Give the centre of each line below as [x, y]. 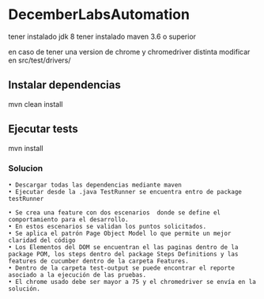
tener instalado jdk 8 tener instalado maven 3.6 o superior [102, 36]
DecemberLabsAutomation [99, 15]
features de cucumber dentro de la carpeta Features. [99, 261]
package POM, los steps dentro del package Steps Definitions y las [123, 254]
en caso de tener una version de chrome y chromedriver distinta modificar [129, 51]
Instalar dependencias [64, 85]
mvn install [26, 148]
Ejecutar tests [43, 129]
